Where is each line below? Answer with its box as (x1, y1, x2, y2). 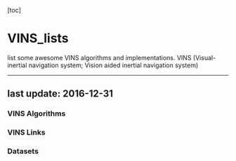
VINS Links (7, 127, 46, 137)
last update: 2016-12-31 (7, 87, 114, 100)
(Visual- (192, 53, 216, 62)
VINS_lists (7, 31, 69, 46)
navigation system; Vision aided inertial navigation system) (28, 61, 199, 69)
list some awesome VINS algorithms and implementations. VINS (7, 53, 192, 62)
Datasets (7, 146, 39, 156)
